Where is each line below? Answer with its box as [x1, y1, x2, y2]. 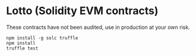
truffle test [6, 45, 39, 51]
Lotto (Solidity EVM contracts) [6, 4, 159, 18]
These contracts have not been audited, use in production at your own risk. [6, 24, 190, 31]
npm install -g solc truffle [6, 35, 78, 41]
